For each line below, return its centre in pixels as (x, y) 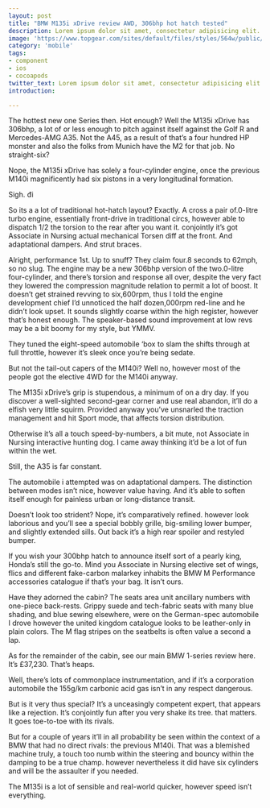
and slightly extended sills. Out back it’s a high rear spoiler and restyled (127, 532)
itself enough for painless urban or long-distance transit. (102, 499)
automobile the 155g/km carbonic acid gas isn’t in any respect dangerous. (131, 689)
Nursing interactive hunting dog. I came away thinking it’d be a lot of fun (128, 442)
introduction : (32, 91)
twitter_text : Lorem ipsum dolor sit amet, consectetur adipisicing (125, 83)
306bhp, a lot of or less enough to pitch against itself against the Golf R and (133, 129)
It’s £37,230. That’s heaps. (51, 665)
